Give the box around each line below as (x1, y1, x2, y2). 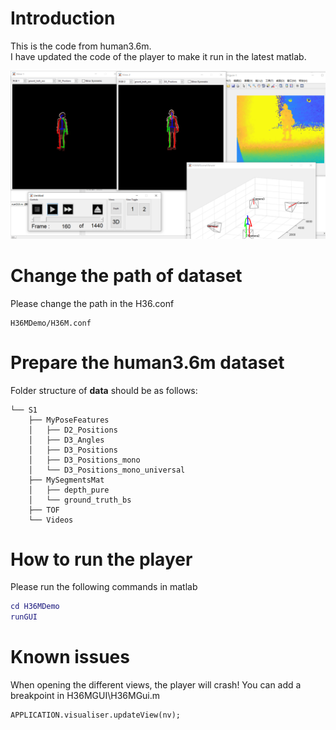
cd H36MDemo (10, 602, 60, 612)
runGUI (10, 612, 38, 622)
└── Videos (28, 515, 74, 525)
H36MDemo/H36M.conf (10, 318, 92, 328)
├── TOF (28, 505, 60, 515)
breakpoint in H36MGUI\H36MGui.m (10, 690, 161, 702)
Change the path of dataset (10, 264, 243, 287)
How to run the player (10, 548, 193, 571)
